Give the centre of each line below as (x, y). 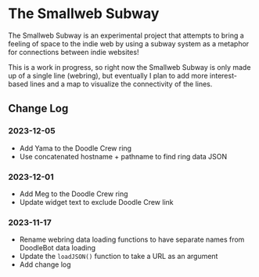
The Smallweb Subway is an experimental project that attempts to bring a (126, 35)
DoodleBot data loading (58, 248)
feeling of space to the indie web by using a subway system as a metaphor (129, 43)
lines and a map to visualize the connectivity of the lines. (121, 84)
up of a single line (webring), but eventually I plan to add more (108, 75)
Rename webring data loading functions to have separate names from (132, 239)
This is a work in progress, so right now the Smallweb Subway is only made (129, 67)
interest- (223, 75)
